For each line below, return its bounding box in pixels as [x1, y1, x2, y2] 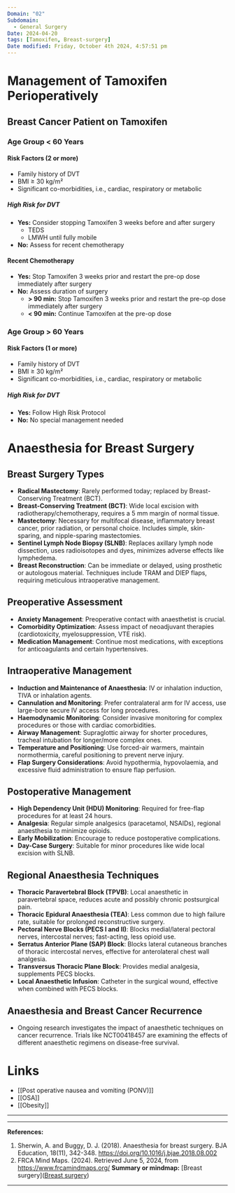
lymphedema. [17, 553, 57, 562]
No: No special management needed [17, 415, 124, 424]
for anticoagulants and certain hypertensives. [17, 644, 149, 653]
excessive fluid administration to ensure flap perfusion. [17, 765, 176, 774]
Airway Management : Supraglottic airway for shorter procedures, [17, 728, 208, 736]
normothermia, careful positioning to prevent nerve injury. [17, 750, 184, 759]
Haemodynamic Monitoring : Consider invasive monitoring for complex [17, 713, 222, 722]
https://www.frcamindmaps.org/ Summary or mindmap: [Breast [17, 1164, 203, 1172]
